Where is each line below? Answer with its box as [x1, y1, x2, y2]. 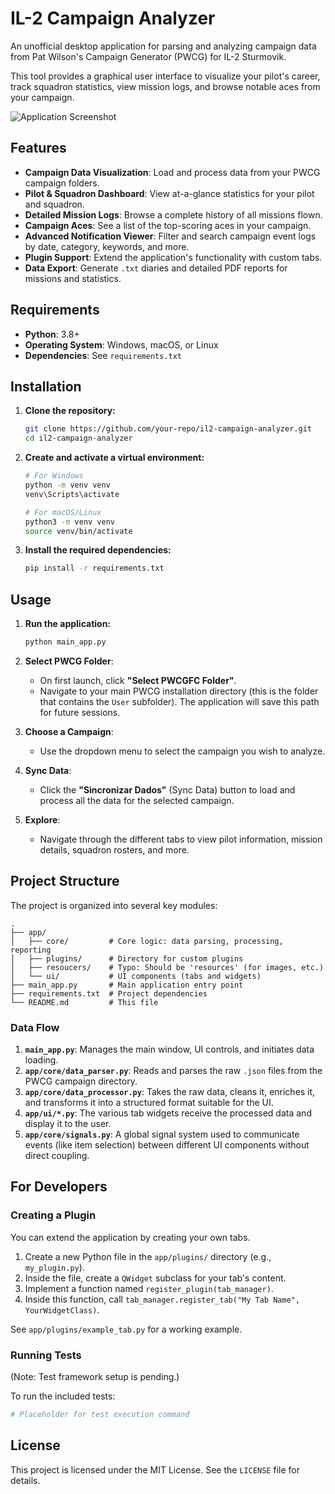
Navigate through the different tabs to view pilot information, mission [39, 833, 323, 845]
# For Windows [24, 471, 84, 481]
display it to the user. [24, 1118, 112, 1130]
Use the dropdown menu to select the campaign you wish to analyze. [39, 745, 326, 757]
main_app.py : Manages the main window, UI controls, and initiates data [24, 1043, 315, 1056]
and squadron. [24, 198, 85, 210]
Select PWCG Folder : [24, 655, 114, 667]
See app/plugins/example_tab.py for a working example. [10, 1323, 243, 1335]
